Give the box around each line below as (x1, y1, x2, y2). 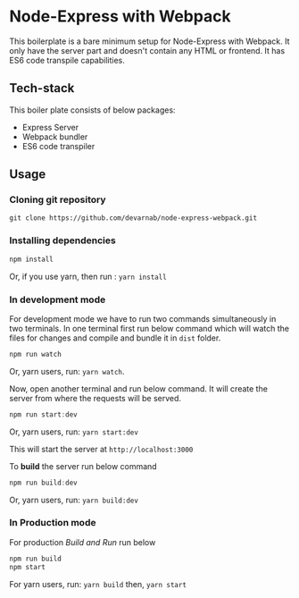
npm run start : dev (9, 409, 78, 419)
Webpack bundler (21, 131, 88, 142)
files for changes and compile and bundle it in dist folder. (9, 333, 221, 343)
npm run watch (9, 350, 62, 358)
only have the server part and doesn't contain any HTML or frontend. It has (9, 45, 286, 55)
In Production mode (9, 517, 96, 529)
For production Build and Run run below (9, 536, 156, 547)
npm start (9, 562, 46, 571)
